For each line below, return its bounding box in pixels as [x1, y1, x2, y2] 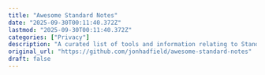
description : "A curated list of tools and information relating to [8, 41, 238, 48]
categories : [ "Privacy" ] [8, 33, 90, 41]
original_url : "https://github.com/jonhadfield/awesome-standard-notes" [8, 48, 252, 55]
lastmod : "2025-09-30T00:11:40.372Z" [8, 26, 132, 34]
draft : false [8, 55, 51, 63]
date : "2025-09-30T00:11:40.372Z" [8, 19, 122, 27]
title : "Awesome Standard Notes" [8, 11, 118, 20]
